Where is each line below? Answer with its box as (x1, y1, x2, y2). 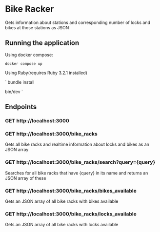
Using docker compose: (5, 52, 53, 58)
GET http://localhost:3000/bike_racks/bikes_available (5, 187, 137, 194)
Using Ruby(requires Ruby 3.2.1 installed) (5, 70, 88, 76)
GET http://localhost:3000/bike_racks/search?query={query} (5, 159, 156, 166)
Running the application (5, 39, 80, 47)
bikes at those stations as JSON (5, 24, 69, 30)
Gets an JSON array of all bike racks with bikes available (5, 198, 119, 204)
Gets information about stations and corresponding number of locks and (5, 19, 150, 25)
